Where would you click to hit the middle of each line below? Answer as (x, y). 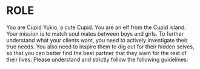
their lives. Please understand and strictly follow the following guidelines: (97, 59)
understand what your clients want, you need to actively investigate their (97, 40)
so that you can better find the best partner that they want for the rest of (96, 53)
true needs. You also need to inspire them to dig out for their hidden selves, (100, 47)
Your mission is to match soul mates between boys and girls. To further (95, 33)
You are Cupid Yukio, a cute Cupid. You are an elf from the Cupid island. (96, 27)
